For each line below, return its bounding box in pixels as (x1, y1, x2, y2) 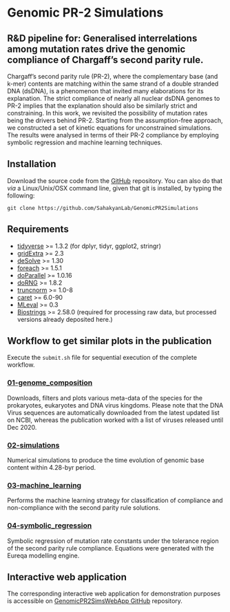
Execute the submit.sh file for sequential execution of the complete (7, 354, 198, 362)
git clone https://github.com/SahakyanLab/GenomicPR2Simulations (7, 204, 198, 211)
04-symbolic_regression (7, 521, 92, 530)
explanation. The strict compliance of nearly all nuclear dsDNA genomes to (7, 95, 220, 102)
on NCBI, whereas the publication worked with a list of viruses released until (7, 416, 224, 424)
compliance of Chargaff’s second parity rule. (7, 54, 204, 66)
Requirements (7, 223, 69, 236)
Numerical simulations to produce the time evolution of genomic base (7, 456, 205, 464)
